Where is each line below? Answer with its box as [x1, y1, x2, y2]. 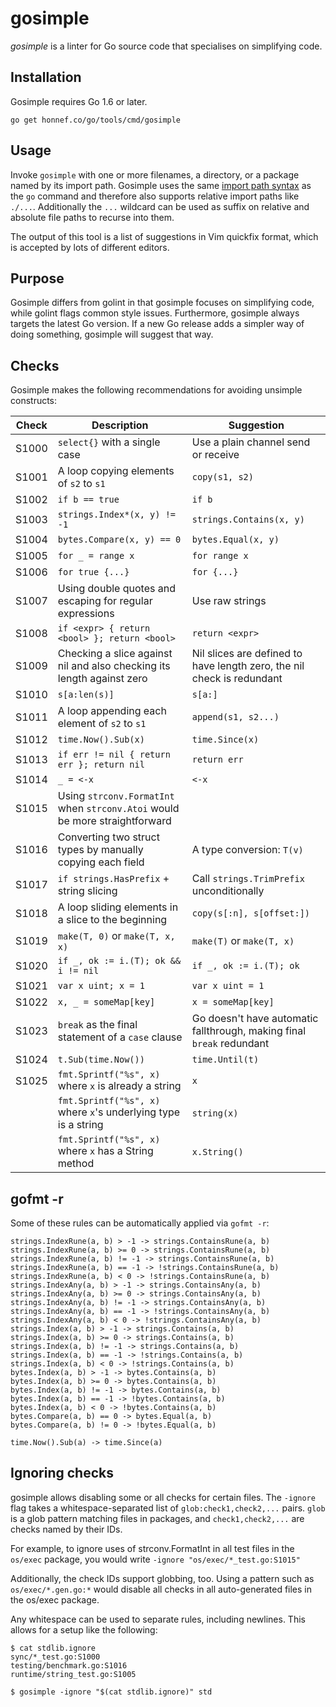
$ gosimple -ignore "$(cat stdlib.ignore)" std [10, 1687, 213, 1697]
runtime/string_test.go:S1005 [10, 1669, 137, 1679]
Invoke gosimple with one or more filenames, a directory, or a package [10, 168, 300, 181]
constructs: [10, 395, 58, 407]
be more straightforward [57, 814, 172, 828]
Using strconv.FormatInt [57, 789, 175, 803]
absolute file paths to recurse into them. [10, 211, 175, 223]
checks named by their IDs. [10, 1523, 123, 1535]
